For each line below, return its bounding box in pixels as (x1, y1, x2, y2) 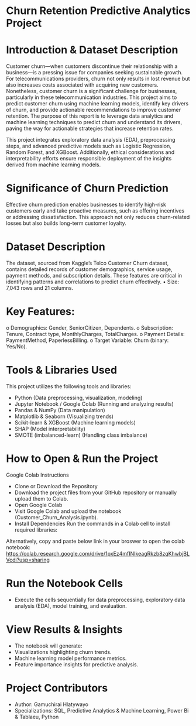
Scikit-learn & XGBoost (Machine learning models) (14, 419, 136, 426)
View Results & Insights (6, 622, 123, 636)
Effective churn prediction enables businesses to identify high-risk (6, 201, 167, 208)
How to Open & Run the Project (6, 452, 159, 465)
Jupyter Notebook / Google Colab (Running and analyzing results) (14, 400, 174, 407)
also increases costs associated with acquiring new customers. (6, 81, 159, 88)
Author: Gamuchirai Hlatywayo (14, 701, 89, 708)
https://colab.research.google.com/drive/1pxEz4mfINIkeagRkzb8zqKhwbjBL (6, 550, 190, 557)
